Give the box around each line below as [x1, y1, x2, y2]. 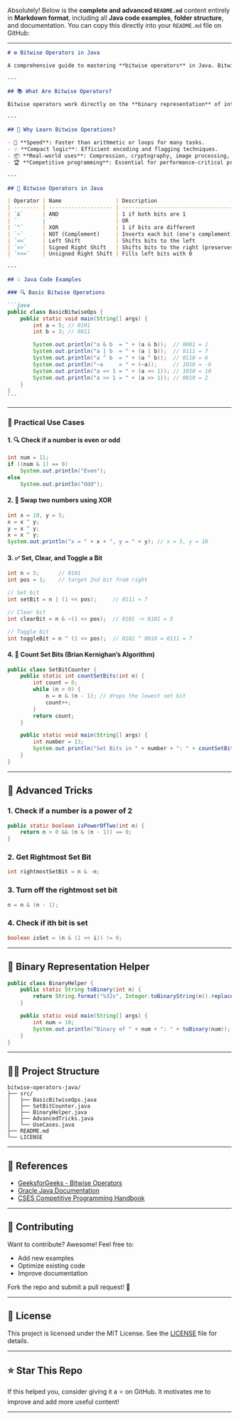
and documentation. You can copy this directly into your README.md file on [7, 21, 222, 29]
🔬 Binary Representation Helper [7, 961, 150, 973]
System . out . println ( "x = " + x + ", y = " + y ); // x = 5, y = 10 [7, 538, 208, 545]
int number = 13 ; [33, 738, 84, 746]
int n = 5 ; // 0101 [7, 569, 81, 577]
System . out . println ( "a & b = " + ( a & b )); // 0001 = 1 [33, 341, 208, 348]
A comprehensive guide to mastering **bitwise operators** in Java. [7, 62, 215, 69]
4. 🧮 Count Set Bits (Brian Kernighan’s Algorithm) [7, 651, 155, 658]
